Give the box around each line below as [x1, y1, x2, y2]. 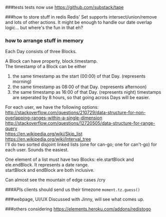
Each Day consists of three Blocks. [5, 49, 77, 55]
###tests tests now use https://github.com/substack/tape [5, 5, 124, 10]
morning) [12, 79, 31, 85]
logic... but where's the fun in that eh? [5, 25, 83, 31]
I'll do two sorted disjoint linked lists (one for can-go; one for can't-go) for [5, 141, 157, 147]
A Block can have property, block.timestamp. [5, 58, 98, 64]
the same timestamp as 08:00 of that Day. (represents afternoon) [12, 84, 147, 90]
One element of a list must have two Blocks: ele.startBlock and [5, 156, 134, 162]
